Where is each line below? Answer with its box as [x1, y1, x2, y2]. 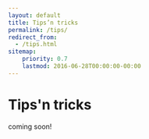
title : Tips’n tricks [8, 19, 79, 27]
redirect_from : [8, 33, 58, 41]
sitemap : [8, 48, 37, 55]
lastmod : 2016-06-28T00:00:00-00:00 [22, 62, 142, 70]
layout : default [8, 11, 61, 20]
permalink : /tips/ [8, 26, 68, 34]
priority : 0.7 [22, 55, 68, 63]
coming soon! [8, 122, 52, 131]
